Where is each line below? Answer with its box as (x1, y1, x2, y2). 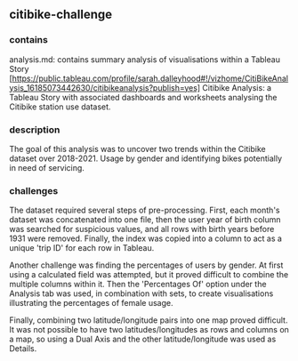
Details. (9, 343, 37, 354)
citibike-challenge (9, 7, 113, 22)
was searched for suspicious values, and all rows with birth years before (9, 224, 275, 235)
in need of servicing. (9, 162, 85, 172)
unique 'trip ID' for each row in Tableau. (9, 243, 155, 253)
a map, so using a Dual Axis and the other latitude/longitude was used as (9, 333, 277, 345)
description (9, 124, 60, 136)
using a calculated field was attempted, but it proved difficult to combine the (9, 269, 289, 280)
